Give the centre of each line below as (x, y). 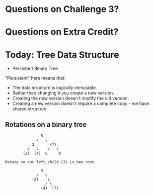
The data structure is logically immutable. (55, 88)
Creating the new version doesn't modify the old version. (71, 98)
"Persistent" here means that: (35, 78)
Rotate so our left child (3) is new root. (51, 162)
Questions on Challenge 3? (62, 9)
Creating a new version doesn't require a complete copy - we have (80, 103)
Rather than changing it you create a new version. (63, 93)
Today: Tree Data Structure (62, 54)
